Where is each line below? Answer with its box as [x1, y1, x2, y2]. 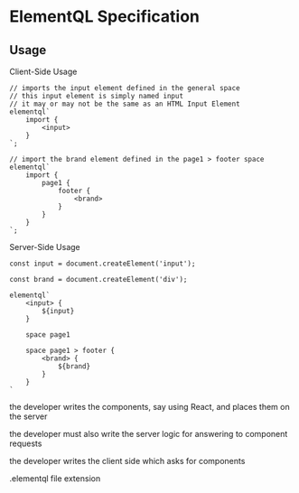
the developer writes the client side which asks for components [9, 456, 246, 466]
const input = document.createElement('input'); [9, 259, 196, 268]
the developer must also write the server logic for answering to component [9, 429, 288, 439]
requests [9, 438, 42, 449]
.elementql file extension [9, 473, 101, 484]
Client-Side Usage [9, 66, 78, 77]
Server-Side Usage [9, 242, 81, 252]
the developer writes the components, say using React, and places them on [9, 402, 291, 412]
